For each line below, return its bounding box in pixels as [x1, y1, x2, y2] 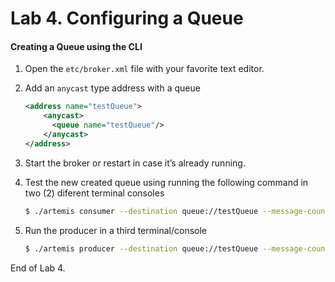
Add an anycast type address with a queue [24, 82, 201, 94]
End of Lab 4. [10, 262, 66, 274]
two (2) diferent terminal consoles [24, 187, 165, 199]
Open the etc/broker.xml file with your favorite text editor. [24, 63, 265, 75]
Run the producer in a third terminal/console [24, 224, 207, 236]
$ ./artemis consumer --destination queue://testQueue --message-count [24, 206, 330, 216]
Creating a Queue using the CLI [10, 40, 143, 52]
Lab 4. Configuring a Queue [10, 7, 244, 30]
